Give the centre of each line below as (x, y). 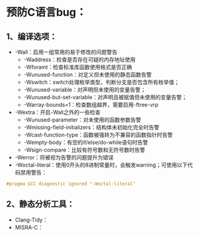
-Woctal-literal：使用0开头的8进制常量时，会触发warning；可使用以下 (101, 165)
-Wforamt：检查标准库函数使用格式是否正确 (78, 67)
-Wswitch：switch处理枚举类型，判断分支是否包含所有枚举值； (102, 82)
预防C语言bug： (47, 12)
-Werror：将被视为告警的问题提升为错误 (64, 157)
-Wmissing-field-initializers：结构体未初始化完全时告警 (91, 127)
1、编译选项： (32, 36)
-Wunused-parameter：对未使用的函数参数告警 (82, 120)
